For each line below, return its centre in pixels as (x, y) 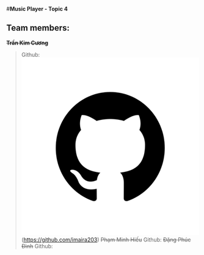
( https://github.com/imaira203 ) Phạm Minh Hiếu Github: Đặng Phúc (106, 240)
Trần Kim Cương (27, 43)
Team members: (38, 28)
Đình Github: (37, 246)
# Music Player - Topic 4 (37, 9)
